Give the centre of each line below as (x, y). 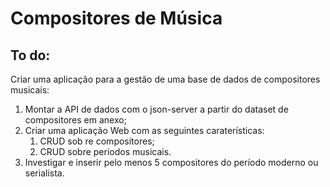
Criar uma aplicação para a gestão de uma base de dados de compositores (165, 79)
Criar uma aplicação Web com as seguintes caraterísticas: (144, 130)
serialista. (44, 173)
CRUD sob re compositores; (97, 141)
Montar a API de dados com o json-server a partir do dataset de (156, 109)
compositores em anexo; (75, 120)
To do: (30, 55)
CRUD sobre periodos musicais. (105, 151)
